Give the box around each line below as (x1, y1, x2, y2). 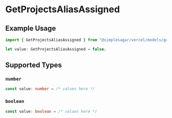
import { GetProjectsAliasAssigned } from (5, 37, 97, 42)
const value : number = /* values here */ (5, 86, 95, 91)
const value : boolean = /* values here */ (5, 109, 97, 114)
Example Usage (5, 24, 56, 33)
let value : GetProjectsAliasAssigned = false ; (5, 46, 106, 52)
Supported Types (5, 61, 62, 69)
